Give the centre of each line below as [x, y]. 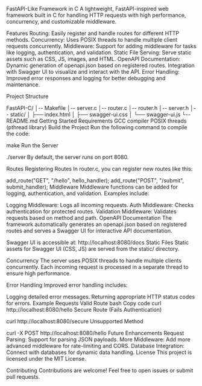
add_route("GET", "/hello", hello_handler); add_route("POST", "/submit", [95, 180]
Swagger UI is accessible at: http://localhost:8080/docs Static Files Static [98, 242]
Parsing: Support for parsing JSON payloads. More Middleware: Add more [99, 339]
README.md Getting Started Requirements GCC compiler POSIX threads [96, 121]
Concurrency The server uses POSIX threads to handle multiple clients [94, 260]
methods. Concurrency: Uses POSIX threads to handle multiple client [92, 40]
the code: [18, 133]
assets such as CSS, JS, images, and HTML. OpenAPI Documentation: [93, 59]
